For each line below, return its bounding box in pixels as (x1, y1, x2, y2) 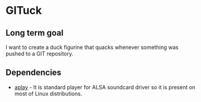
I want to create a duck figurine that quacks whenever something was (5, 43, 179, 51)
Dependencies (5, 68, 61, 78)
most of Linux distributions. (14, 90, 82, 97)
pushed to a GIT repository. (5, 50, 73, 57)
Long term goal (5, 28, 64, 38)
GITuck (5, 4, 42, 18)
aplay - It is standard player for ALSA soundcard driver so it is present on (14, 83, 196, 91)
